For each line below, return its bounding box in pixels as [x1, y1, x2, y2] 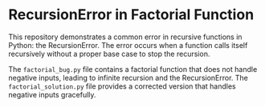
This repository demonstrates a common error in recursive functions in [8, 32, 243, 42]
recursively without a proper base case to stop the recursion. [8, 49, 210, 58]
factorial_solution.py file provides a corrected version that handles [8, 81, 236, 91]
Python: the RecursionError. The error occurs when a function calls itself [8, 40, 248, 50]
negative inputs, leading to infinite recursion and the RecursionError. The [8, 73, 249, 82]
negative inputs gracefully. [8, 89, 96, 99]
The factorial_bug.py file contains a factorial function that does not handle [8, 64, 258, 73]
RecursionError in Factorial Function [8, 6, 255, 24]
